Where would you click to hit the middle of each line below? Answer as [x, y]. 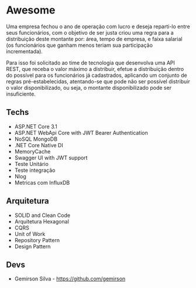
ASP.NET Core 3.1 [36, 126]
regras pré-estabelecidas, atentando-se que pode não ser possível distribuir [98, 81]
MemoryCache [32, 151]
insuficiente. [21, 94]
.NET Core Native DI [39, 145]
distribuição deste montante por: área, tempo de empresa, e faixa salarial [94, 39]
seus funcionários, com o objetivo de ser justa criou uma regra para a [90, 32]
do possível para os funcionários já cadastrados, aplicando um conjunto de [97, 75]
